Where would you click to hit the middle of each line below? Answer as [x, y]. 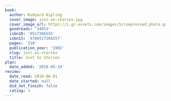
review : [13, 72]
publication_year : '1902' [37, 48]
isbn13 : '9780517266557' [36, 39]
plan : [10, 62]
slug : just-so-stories [33, 53]
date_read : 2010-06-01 [33, 77]
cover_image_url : [28, 24]
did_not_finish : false [33, 86]
